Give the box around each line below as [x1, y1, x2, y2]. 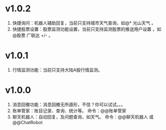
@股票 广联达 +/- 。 [12, 32, 53, 38]
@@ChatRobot [12, 119, 43, 125]
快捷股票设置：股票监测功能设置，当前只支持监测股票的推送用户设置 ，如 [12, 26, 162, 32]
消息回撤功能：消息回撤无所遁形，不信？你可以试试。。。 [12, 101, 125, 107]
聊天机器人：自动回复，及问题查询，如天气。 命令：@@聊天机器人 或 [12, 114, 154, 120]
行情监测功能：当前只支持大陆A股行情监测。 [12, 67, 103, 73]
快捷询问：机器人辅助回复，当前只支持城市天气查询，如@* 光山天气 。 [12, 20, 156, 26]
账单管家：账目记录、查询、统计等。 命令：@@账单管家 [12, 107, 126, 114]
